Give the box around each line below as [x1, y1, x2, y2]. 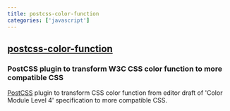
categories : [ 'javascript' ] [7, 17, 90, 24]
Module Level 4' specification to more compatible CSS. [7, 96, 168, 105]
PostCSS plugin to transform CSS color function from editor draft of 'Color [7, 89, 223, 97]
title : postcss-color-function [7, 10, 99, 18]
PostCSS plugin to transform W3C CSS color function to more [7, 64, 222, 74]
